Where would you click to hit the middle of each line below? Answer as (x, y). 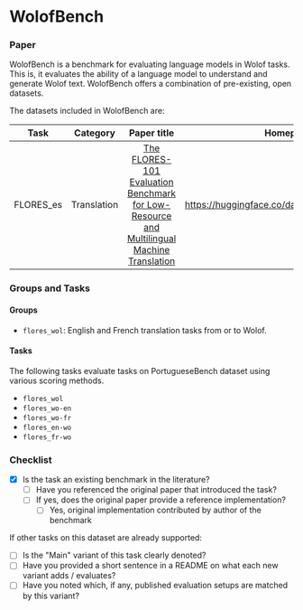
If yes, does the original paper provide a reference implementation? (161, 500)
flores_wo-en (47, 408)
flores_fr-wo (47, 437)
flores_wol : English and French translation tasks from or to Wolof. (145, 330)
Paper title (152, 133)
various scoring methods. (57, 380)
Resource (151, 216)
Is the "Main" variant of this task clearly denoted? (114, 555)
